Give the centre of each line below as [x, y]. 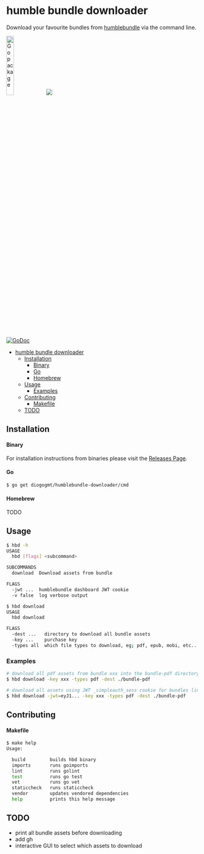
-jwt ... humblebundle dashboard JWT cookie [70, 589]
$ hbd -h [17, 545]
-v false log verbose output [50, 595]
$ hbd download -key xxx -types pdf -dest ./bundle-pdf [78, 679]
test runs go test [47, 777]
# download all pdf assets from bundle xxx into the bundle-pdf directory [103, 674]
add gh [24, 839]
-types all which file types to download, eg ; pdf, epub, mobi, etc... [106, 645]
